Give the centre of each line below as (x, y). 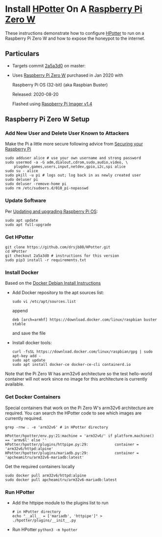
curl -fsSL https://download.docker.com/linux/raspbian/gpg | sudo (82, 352)
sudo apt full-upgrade (28, 225)
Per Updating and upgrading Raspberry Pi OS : (51, 211)
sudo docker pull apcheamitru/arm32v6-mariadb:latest (61, 480)
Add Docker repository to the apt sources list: (58, 293)
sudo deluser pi (22, 180)
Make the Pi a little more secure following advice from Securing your (74, 144)
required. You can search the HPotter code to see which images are (73, 413)
